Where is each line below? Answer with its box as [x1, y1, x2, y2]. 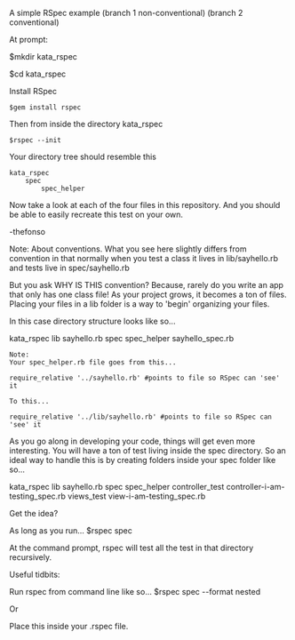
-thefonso [9, 227, 46, 236]
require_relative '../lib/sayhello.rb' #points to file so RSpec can [9, 412, 273, 421]
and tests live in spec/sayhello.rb [9, 262, 131, 273]
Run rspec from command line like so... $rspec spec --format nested [9, 587, 260, 596]
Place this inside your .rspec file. [9, 621, 129, 631]
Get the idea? [9, 508, 59, 518]
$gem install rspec [9, 103, 82, 112]
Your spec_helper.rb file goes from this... [9, 358, 177, 367]
